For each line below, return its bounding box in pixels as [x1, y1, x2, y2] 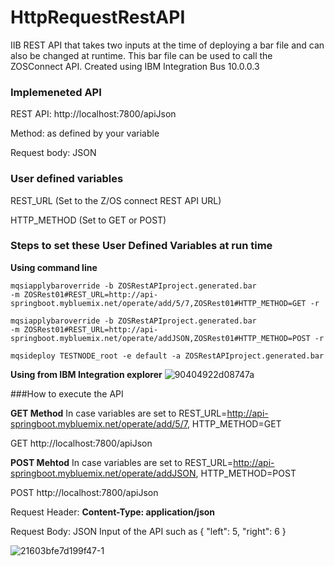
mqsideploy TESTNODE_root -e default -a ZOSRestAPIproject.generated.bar [10, 351, 325, 361]
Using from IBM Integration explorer [10, 368, 163, 380]
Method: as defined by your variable [10, 127, 160, 140]
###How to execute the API [10, 387, 124, 400]
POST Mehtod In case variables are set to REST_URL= [10, 456, 234, 468]
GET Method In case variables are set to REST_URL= [10, 407, 228, 419]
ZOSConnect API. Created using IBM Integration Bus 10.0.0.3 [10, 60, 260, 72]
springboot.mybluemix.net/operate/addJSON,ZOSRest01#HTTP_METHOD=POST [10, 333, 311, 343]
